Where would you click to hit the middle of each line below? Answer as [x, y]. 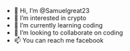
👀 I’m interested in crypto [50, 18]
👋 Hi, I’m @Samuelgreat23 [52, 11]
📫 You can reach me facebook [58, 40]
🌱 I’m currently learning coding [58, 25]
